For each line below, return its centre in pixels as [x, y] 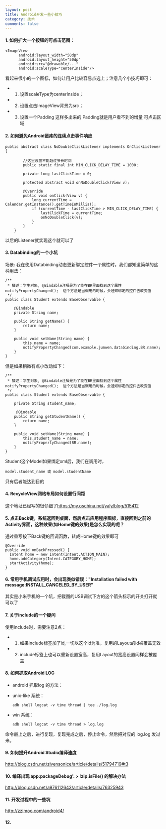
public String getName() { [42, 321]
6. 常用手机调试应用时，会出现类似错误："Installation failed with [71, 579]
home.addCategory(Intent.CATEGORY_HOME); [53, 559]
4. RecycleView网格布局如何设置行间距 [45, 494]
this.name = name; [42, 343]
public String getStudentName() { [50, 416]
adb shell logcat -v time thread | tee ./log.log [65, 705]
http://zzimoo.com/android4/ [35, 811]
